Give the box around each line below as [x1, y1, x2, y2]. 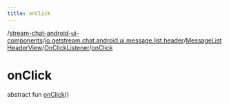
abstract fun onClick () [7, 90, 70, 98]
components [7, 36, 43, 45]
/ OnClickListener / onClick [42, 43, 113, 51]
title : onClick [7, 10, 51, 17]
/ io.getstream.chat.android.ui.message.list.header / [42, 36, 186, 45]
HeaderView [7, 43, 43, 51]
